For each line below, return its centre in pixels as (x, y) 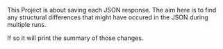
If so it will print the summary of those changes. (75, 38)
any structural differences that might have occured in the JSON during (108, 17)
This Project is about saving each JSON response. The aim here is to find (112, 10)
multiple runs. (27, 24)
